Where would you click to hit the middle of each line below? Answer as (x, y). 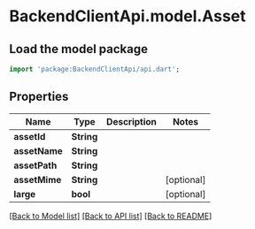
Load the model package (79, 49)
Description (131, 121)
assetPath (35, 165)
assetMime (38, 179)
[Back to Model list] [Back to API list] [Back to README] (111, 216)
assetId (30, 136)
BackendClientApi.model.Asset (127, 16)
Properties (39, 97)
